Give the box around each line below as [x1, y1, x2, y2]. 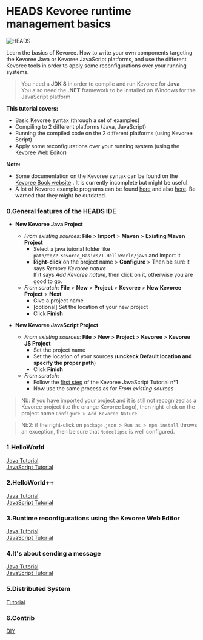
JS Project [24, 340, 51, 347]
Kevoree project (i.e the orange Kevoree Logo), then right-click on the [21, 403, 195, 410]
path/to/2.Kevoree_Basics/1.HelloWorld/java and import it [33, 252, 181, 259]
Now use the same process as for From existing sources [33, 385, 174, 392]
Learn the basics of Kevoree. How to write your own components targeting [6, 49, 193, 56]
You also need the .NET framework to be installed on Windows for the [21, 86, 196, 94]
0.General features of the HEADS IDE [6, 206, 116, 215]
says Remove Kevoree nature [33, 265, 107, 272]
